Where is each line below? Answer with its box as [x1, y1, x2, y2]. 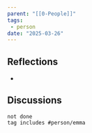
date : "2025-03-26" [7, 29, 64, 37]
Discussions [7, 94, 62, 106]
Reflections [7, 55, 59, 67]
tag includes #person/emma [7, 119, 86, 126]
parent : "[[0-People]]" [7, 10, 77, 17]
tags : [7, 17, 23, 24]
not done [7, 113, 33, 120]
